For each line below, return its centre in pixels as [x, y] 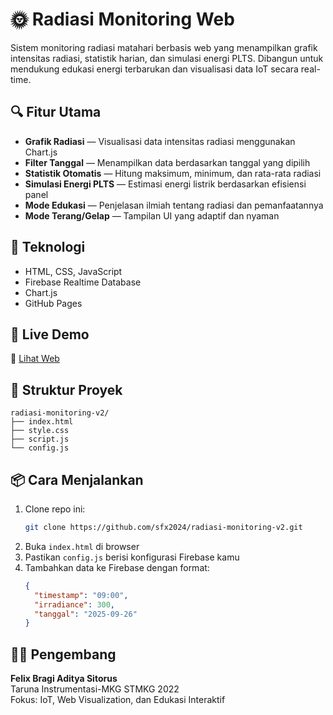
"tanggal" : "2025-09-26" [86, 614]
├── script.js [40, 439]
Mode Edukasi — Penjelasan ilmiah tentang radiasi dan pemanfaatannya [174, 205]
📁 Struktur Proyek [66, 389]
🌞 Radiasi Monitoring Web [122, 19]
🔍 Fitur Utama [56, 112]
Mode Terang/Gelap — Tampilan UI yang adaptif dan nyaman [152, 215]
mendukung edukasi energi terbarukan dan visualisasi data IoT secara [154, 69]
